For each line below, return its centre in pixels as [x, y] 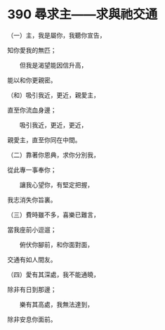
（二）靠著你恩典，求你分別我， [53, 155]
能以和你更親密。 [32, 80]
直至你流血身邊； [32, 110]
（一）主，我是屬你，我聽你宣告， [57, 35]
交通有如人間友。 [32, 259]
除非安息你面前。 [32, 319]
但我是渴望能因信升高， [53, 65]
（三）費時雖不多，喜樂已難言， [53, 215]
